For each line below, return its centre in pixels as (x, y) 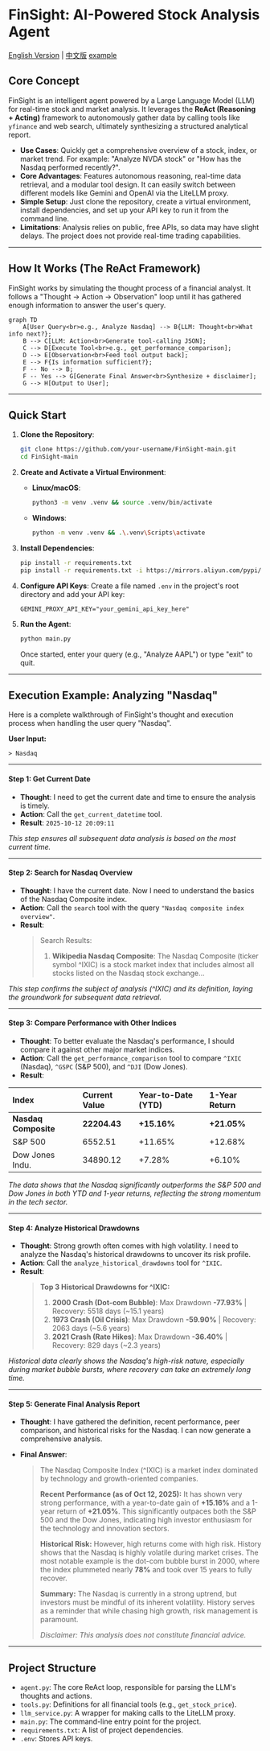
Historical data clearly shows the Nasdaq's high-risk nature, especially (127, 1361)
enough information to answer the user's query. (87, 305)
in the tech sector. (38, 1201)
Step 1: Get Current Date (49, 779)
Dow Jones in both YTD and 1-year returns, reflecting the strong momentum (135, 1193)
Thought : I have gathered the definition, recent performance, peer (130, 1422)
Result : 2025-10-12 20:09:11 (67, 822)
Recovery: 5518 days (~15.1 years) (108, 1311)
